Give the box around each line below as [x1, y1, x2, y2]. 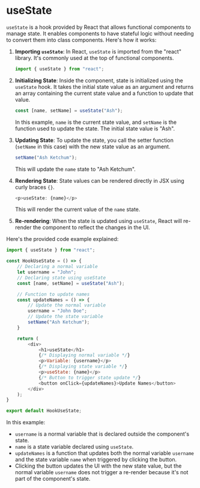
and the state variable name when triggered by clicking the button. [14, 456, 177, 463]
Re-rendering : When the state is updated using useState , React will [14, 218, 182, 225]
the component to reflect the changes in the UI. [32, 224, 150, 231]
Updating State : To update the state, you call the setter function [14, 136, 174, 144]
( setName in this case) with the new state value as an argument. [14, 142, 171, 150]
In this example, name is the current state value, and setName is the [14, 118, 177, 126]
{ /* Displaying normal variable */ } [38, 352, 130, 358]
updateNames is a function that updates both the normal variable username [14, 450, 194, 457]
